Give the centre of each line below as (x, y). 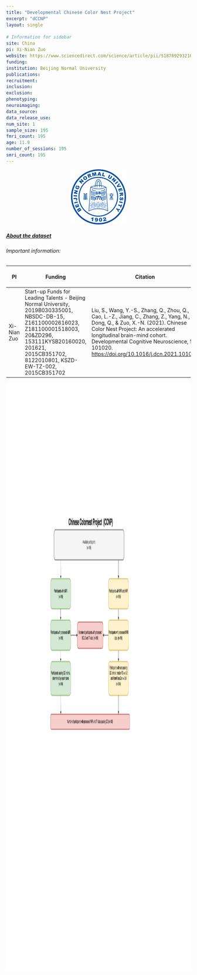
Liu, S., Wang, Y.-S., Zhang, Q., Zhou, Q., (140, 310)
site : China (21, 43)
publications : (23, 74)
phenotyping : (22, 99)
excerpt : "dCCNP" (27, 19)
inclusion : (19, 87)
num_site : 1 (21, 124)
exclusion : (19, 93)
